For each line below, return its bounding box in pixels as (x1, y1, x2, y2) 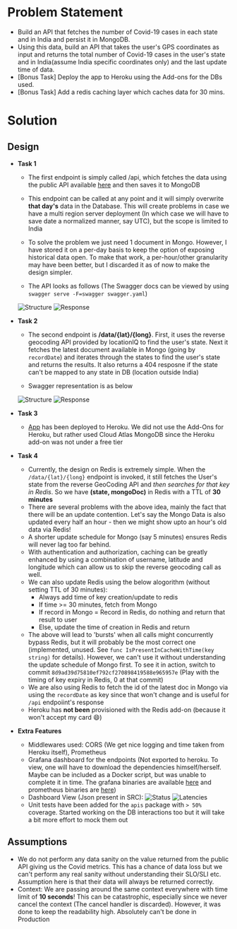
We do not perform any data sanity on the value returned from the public (17, 855, 229, 863)
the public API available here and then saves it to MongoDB (28, 180, 200, 189)
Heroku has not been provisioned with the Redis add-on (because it (28, 705, 226, 714)
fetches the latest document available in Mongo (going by (28, 345, 196, 354)
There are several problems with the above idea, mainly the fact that (28, 503, 227, 511)
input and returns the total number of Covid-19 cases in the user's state (17, 50, 226, 59)
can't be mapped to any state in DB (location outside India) (28, 368, 199, 376)
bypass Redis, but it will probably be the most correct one (28, 638, 196, 646)
